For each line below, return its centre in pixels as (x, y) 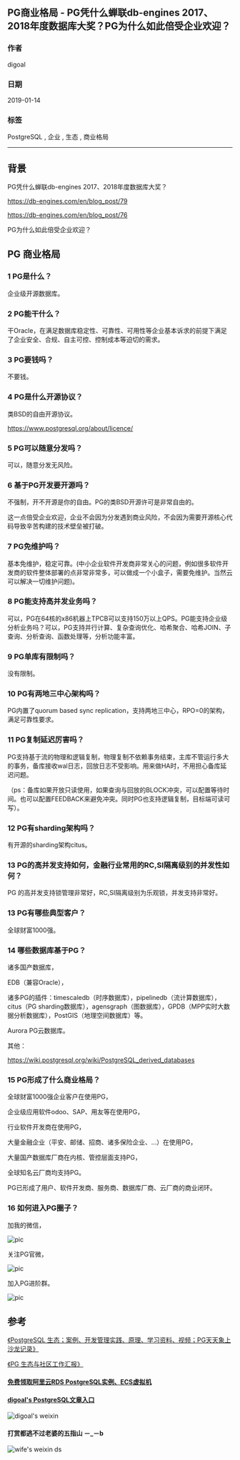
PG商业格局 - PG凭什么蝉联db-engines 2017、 (110, 13)
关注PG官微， (27, 1254)
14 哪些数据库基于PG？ (47, 950)
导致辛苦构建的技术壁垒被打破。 (60, 526)
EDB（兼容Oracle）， (37, 982)
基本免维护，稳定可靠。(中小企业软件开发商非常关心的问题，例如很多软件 (115, 564)
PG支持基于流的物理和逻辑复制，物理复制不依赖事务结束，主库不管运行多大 (118, 756)
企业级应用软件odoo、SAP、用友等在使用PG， (76, 1112)
